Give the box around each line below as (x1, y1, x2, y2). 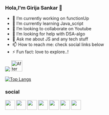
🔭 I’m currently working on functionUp (12, 16, 89, 21)
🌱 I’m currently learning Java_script (12, 20, 84, 26)
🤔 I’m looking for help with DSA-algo (12, 31, 86, 37)
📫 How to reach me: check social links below (12, 41, 104, 48)
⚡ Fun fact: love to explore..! (12, 49, 69, 55)
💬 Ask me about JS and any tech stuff (12, 36, 88, 42)
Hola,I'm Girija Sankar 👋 (5, 4, 63, 11)
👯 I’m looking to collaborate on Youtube (12, 26, 92, 32)
